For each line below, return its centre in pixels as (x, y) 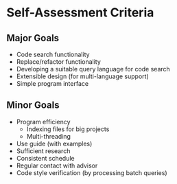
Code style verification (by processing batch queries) (92, 172)
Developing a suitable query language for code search (93, 69)
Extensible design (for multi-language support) (82, 76)
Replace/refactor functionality (58, 62)
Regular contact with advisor (57, 165)
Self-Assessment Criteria (80, 13)
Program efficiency (43, 122)
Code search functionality (53, 54)
